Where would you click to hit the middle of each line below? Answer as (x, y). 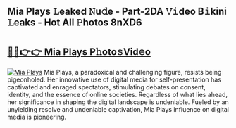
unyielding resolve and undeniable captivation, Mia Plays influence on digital (118, 109)
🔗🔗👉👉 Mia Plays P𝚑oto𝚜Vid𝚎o (79, 52)
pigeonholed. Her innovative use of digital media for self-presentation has (114, 79)
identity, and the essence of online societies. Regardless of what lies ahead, (117, 95)
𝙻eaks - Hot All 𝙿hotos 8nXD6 (75, 23)
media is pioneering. (37, 117)
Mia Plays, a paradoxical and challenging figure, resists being (133, 72)
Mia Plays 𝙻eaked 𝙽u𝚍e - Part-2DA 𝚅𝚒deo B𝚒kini (117, 12)
